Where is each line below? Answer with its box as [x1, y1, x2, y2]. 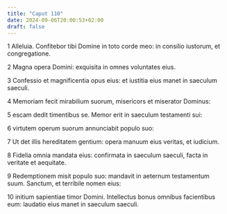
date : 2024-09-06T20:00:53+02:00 [7, 17, 104, 24]
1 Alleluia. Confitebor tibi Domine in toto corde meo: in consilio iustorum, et [7, 42, 221, 51]
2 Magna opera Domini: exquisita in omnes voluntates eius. [7, 63, 176, 72]
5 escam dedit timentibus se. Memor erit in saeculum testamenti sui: [7, 110, 203, 119]
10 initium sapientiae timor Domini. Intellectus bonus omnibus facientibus [7, 192, 216, 201]
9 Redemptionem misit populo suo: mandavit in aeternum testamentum [7, 172, 210, 181]
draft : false [7, 23, 45, 30]
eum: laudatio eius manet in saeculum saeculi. [7, 200, 139, 208]
